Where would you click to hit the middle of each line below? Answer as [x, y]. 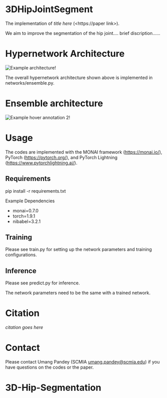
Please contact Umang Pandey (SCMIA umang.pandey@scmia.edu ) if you [82, 362]
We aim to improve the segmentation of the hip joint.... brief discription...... [83, 33]
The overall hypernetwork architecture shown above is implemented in [79, 78]
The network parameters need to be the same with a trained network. [78, 293]
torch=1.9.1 [24, 216]
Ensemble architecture [54, 104]
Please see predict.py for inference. [43, 283]
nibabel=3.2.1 [26, 221]
